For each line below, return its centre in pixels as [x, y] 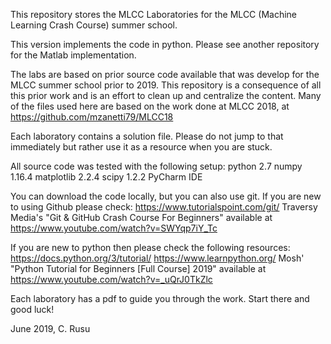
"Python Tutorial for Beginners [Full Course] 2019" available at [138, 268]
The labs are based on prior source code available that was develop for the [165, 74]
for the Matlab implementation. [73, 55]
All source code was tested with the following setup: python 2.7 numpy [156, 166]
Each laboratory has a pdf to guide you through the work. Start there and [160, 298]
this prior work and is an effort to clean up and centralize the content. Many [166, 95]
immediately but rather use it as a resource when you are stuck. [141, 147]
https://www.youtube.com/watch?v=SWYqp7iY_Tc [114, 228]
